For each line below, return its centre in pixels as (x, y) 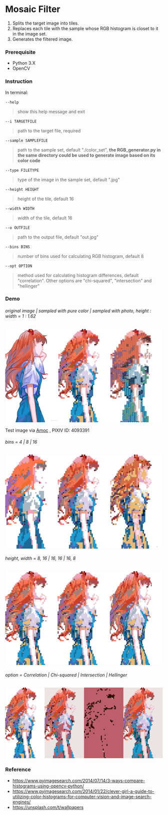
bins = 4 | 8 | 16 (21, 442)
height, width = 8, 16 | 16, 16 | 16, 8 (40, 559)
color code (29, 160)
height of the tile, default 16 (45, 199)
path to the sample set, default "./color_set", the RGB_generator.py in (89, 150)
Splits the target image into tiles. (45, 23)
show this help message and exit (51, 111)
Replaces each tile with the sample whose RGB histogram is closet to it (85, 28)
